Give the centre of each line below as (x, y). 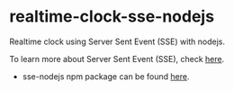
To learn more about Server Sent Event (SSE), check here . (117, 59)
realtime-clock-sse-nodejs (112, 17)
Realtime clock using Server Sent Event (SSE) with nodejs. (117, 41)
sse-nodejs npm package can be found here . (106, 76)
